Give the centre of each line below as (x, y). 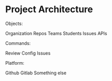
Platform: (15, 63)
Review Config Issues (28, 53)
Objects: (14, 23)
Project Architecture (49, 9)
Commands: (18, 43)
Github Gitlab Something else (36, 73)
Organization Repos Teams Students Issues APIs (56, 33)
